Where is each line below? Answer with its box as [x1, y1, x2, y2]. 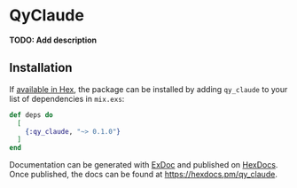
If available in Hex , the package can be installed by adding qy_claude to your [9, 83, 288, 94]
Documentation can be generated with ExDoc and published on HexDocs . [9, 160, 278, 170]
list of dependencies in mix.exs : [9, 93, 125, 104]
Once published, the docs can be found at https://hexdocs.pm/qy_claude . [9, 169, 277, 180]
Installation [9, 60, 73, 75]
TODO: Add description [9, 35, 98, 45]
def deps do [9, 110, 53, 120]
